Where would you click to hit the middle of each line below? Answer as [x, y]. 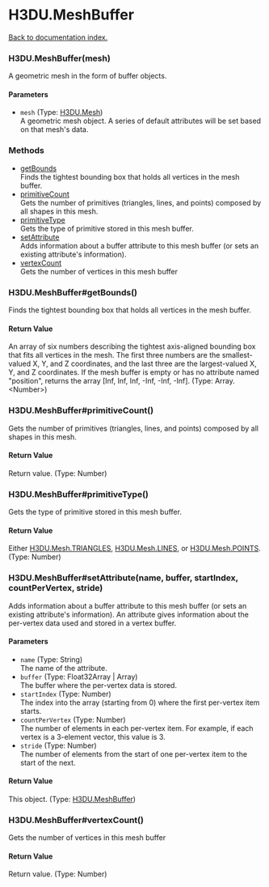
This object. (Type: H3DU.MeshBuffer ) [72, 799]
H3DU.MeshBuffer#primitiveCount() [81, 410]
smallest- [237, 355]
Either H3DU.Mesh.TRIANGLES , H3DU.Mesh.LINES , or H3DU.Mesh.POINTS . [134, 549]
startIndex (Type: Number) [65, 694]
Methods [26, 151]
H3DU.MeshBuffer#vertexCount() [76, 820]
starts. [31, 711]
